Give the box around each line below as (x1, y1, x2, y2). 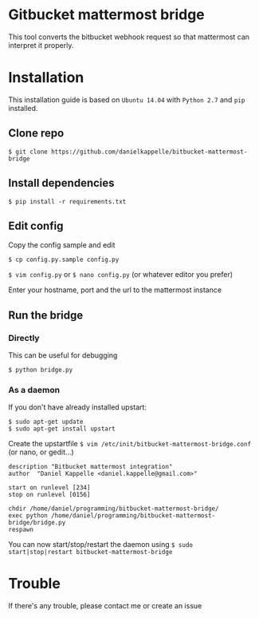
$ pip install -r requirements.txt (8, 197, 127, 205)
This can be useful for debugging (8, 351, 118, 360)
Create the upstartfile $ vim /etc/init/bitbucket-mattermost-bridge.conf (8, 439, 252, 449)
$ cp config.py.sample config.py (8, 256, 120, 264)
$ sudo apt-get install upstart (8, 425, 116, 433)
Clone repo (8, 126, 65, 141)
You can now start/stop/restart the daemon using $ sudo (8, 540, 194, 549)
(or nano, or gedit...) (8, 447, 74, 457)
